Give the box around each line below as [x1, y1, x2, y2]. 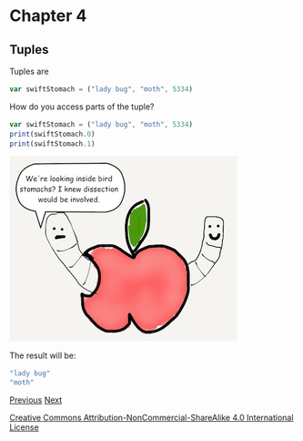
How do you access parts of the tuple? [9, 101, 155, 112]
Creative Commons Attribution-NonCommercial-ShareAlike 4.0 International [9, 412, 294, 424]
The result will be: [9, 350, 76, 361]
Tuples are [9, 66, 49, 77]
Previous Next [9, 395, 63, 405]
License [9, 422, 39, 433]
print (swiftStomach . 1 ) [9, 138, 96, 149]
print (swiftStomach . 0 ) [9, 129, 96, 138]
